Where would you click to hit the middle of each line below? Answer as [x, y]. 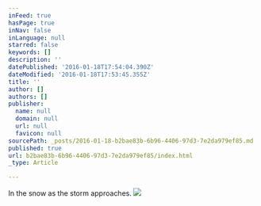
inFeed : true [30, 15]
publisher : [26, 104]
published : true [35, 148]
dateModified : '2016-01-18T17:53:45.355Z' [79, 74]
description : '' [35, 60]
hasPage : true [32, 23]
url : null [31, 126]
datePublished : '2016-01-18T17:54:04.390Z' [81, 67]
